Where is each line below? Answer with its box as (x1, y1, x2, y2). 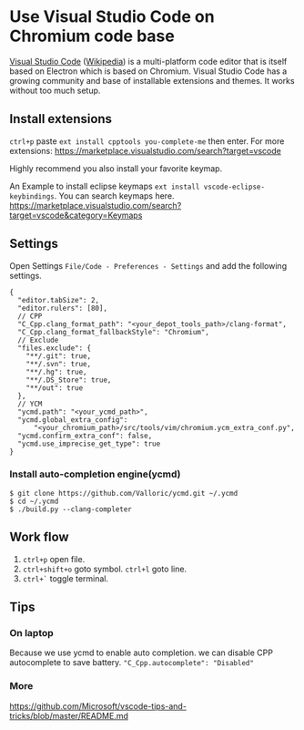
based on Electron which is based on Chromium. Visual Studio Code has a (9, 66, 288, 77)
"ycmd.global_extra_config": (17, 415, 128, 425)
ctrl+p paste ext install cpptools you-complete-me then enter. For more (9, 135, 285, 147)
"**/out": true (25, 383, 84, 393)
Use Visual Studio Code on (9, 6, 216, 27)
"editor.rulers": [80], (17, 303, 107, 313)
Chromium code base (9, 26, 175, 46)
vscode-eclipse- (203, 182, 266, 191)
